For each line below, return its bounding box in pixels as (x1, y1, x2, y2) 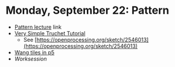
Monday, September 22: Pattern (5, 4, 170, 17)
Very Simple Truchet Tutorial (14, 29, 86, 36)
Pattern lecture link (14, 23, 62, 31)
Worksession (14, 55, 47, 62)
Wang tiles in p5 (14, 48, 55, 56)
